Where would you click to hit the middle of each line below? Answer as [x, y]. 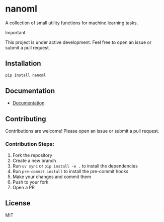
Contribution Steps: [30, 144]
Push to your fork [30, 182]
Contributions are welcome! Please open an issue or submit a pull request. [82, 131]
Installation [23, 64]
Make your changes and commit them [52, 177]
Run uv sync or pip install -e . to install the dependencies [75, 166]
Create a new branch [34, 160]
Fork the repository [32, 155]
